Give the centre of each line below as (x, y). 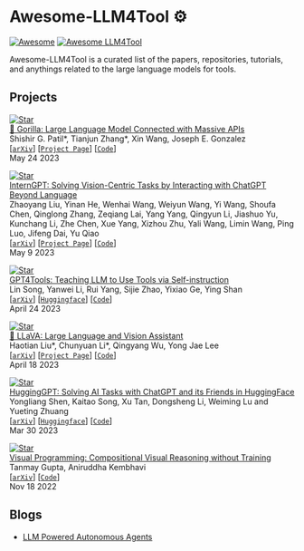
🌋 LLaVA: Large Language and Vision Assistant (96, 335)
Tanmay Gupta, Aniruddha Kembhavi (78, 467)
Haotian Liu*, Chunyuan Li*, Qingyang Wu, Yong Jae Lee (114, 345)
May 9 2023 (32, 252)
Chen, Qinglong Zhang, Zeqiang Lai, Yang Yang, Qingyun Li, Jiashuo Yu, (144, 214)
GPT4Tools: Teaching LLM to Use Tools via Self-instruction (119, 279)
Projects (33, 97)
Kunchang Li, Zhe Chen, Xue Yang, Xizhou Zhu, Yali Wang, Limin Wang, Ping (152, 223)
